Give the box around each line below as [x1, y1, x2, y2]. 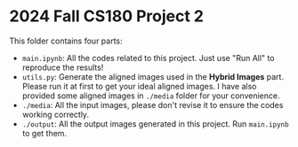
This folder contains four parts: [9, 35, 123, 46]
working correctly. [21, 109, 90, 120]
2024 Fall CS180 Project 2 [9, 6, 205, 27]
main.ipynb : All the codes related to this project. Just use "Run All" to [21, 52, 275, 63]
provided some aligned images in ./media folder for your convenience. [21, 90, 280, 101]
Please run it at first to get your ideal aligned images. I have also [21, 81, 257, 91]
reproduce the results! [21, 62, 104, 73]
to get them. [21, 128, 68, 138]
